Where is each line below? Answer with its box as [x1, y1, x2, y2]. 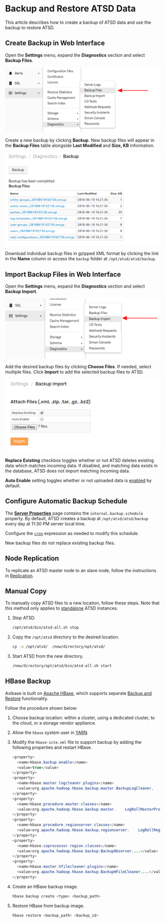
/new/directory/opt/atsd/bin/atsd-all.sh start [12, 664, 112, 669]
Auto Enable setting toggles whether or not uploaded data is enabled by [5, 477, 152, 483]
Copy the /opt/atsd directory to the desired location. [12, 634, 120, 640]
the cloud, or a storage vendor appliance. [12, 720, 97, 726]
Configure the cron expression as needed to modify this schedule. [5, 530, 139, 536]
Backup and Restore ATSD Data [5, 3, 136, 14]
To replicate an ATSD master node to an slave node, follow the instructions [5, 567, 157, 573]
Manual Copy [5, 587, 47, 595]
